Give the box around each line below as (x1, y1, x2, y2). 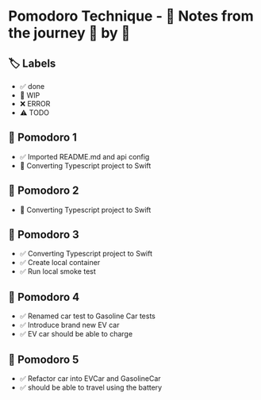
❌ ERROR (19, 99, 51, 108)
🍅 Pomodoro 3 (8, 228, 79, 241)
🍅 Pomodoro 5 (8, 352, 79, 366)
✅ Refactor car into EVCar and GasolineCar (19, 374, 161, 383)
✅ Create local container (19, 258, 101, 267)
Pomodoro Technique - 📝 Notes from (8, 7, 254, 25)
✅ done (19, 82, 45, 90)
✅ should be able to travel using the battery (19, 383, 163, 392)
